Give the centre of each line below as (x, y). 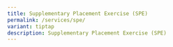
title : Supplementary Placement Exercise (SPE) (78, 13)
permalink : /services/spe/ (46, 20)
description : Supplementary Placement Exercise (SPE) (87, 33)
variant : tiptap (31, 26)
